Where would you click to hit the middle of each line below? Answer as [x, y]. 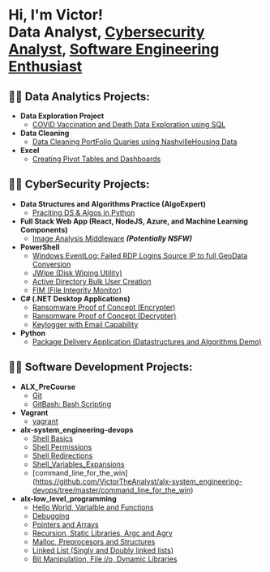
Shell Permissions [62, 446]
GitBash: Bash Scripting [72, 403]
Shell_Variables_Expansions [78, 464]
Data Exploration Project [62, 116]
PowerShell [40, 247]
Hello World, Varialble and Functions [93, 507]
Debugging [51, 515]
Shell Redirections [62, 455]
